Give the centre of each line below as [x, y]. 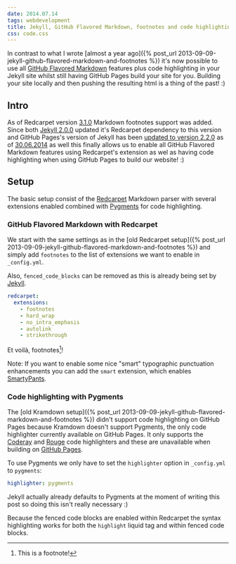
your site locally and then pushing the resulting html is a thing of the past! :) [117, 83]
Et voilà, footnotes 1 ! [35, 349]
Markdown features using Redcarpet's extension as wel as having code [111, 153]
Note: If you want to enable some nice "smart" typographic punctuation [111, 364]
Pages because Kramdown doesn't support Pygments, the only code [107, 427]
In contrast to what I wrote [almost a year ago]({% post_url [92, 53]
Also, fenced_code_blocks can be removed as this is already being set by [112, 276]
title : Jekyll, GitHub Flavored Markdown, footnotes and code [100, 27]
